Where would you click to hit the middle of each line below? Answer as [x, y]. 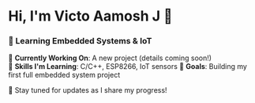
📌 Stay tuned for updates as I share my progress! [88, 90]
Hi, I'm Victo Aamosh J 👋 [90, 16]
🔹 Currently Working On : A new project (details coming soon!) [110, 58]
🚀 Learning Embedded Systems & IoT [80, 41]
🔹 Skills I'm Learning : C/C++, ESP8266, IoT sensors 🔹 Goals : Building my [127, 67]
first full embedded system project [64, 75]
